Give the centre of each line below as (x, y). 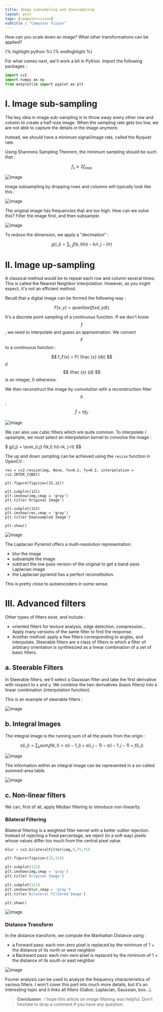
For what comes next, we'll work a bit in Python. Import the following (74, 61)
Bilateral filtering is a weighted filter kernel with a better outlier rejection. (77, 830)
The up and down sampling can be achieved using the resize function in (78, 456)
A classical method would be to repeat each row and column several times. (80, 278)
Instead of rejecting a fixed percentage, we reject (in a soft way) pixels (76, 835)
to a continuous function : (31, 348)
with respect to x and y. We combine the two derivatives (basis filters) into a (81, 684)
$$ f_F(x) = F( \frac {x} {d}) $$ (82, 357)
